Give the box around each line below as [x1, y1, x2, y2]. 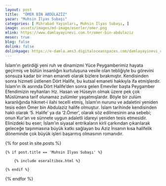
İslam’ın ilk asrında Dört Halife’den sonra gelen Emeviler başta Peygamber [5, 83, 155, 89]
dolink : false [5, 44, 35, 49]
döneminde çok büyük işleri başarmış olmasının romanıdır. [5, 131, 124, 137]
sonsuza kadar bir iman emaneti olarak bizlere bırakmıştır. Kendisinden [5, 73, 149, 79]
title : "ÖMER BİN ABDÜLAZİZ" [5, 12, 68, 17]
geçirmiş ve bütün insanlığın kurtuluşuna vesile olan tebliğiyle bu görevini [5, 67, 154, 73]
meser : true [5, 35, 30, 40]
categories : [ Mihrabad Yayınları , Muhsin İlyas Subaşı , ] [5, 21, 129, 26]
